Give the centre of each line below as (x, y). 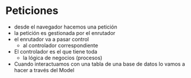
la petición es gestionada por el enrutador (65, 33)
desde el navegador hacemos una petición (66, 27)
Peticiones (32, 11)
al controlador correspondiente (60, 45)
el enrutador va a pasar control (51, 39)
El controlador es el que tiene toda (56, 51)
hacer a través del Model (44, 70)
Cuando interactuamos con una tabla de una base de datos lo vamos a (100, 64)
